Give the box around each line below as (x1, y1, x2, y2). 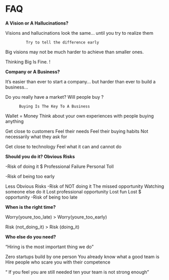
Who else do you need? (5, 233, 56, 240)
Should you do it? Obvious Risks (5, 153, 75, 159)
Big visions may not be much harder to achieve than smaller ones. (5, 49, 144, 55)
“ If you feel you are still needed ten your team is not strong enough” (5, 269, 149, 275)
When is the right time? (5, 204, 56, 210)
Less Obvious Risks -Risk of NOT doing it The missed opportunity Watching (5, 183, 164, 189)
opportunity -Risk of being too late (5, 194, 78, 200)
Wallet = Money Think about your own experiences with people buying (5, 113, 154, 119)
